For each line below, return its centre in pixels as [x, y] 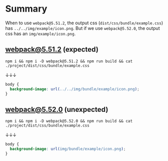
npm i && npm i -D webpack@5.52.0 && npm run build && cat [69, 121]
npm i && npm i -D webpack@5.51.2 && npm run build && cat [69, 61]
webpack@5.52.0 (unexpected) [57, 109]
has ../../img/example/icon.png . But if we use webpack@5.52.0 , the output [82, 28]
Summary [26, 9]
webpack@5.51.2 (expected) [52, 49]
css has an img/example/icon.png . [41, 33]
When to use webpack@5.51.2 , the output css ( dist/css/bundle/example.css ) [84, 23]
